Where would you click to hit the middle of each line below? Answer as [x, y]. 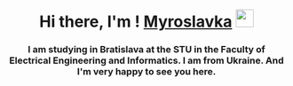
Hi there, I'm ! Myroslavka [136, 22]
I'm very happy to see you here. [146, 72]
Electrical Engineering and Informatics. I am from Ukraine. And [146, 60]
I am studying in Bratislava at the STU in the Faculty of [146, 50]
